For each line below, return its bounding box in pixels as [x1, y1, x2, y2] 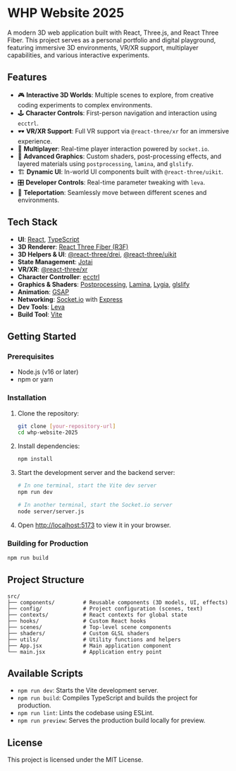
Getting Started [7, 330, 77, 342]
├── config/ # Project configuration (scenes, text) [7, 605, 203, 612]
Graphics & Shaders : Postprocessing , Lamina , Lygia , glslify [17, 280, 190, 288]
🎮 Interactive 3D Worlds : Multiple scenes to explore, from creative [17, 90, 214, 99]
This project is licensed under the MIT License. [7, 755, 144, 764]
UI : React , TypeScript [17, 235, 80, 243]
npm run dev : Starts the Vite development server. [17, 686, 159, 695]
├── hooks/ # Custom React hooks [7, 617, 147, 625]
